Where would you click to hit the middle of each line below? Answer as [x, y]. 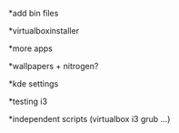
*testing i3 [28, 101]
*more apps [31, 48]
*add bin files [34, 13]
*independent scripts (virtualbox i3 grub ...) [89, 119]
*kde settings [34, 84]
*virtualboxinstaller [44, 31]
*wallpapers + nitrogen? [54, 66]
